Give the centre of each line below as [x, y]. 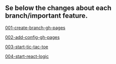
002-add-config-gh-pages [33, 37]
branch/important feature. [46, 16]
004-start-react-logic [27, 56]
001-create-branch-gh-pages [35, 28]
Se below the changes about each [58, 8]
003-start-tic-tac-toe [27, 47]
